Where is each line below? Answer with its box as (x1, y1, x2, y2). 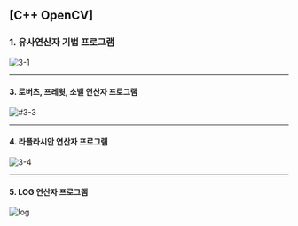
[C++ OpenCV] (9, 8, 94, 23)
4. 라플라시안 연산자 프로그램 (9, 136, 108, 147)
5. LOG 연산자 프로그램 (9, 186, 89, 197)
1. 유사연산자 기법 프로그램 (9, 36, 115, 49)
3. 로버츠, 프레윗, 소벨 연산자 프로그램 (9, 87, 138, 97)
